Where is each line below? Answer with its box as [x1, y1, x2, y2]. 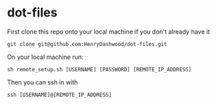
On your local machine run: [7, 53, 84, 61]
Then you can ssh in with [7, 78, 78, 86]
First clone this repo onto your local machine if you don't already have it [7, 27, 211, 36]
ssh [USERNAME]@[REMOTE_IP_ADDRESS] [7, 91, 112, 98]
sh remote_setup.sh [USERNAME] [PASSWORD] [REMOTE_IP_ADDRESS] [7, 66, 192, 73]
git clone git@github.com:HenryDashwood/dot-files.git [7, 40, 168, 47]
